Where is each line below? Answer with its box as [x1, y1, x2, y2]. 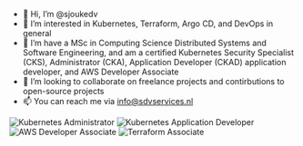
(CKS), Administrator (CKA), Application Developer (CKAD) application [22, 57, 287, 67]
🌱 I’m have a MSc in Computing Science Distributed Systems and [22, 37, 267, 48]
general [22, 28, 52, 38]
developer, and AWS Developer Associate [22, 66, 179, 77]
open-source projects [22, 86, 105, 96]
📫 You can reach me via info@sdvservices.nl [22, 96, 194, 106]
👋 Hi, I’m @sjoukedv [22, 9, 98, 19]
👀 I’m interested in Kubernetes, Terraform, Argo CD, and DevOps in [22, 18, 274, 29]
